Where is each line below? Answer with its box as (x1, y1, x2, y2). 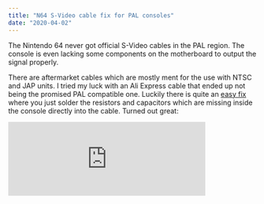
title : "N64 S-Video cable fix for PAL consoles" (8, 11, 175, 20)
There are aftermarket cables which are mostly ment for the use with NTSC (8, 72, 252, 82)
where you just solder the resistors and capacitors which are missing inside (8, 98, 253, 107)
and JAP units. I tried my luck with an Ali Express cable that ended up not (8, 80, 246, 91)
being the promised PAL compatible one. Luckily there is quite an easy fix (8, 89, 247, 98)
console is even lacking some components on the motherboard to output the (8, 49, 257, 58)
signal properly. (8, 57, 59, 67)
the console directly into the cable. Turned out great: (8, 106, 179, 115)
